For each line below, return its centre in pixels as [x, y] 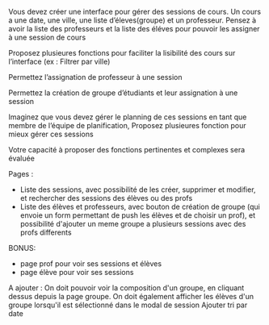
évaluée [21, 158]
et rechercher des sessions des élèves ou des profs [106, 198]
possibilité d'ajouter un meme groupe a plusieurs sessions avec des [133, 224]
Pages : [21, 174]
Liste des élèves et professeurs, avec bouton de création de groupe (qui [140, 206]
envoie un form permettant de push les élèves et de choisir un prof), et [138, 215]
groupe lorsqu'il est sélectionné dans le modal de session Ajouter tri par [128, 305]
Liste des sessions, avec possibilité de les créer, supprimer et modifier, [138, 190]
